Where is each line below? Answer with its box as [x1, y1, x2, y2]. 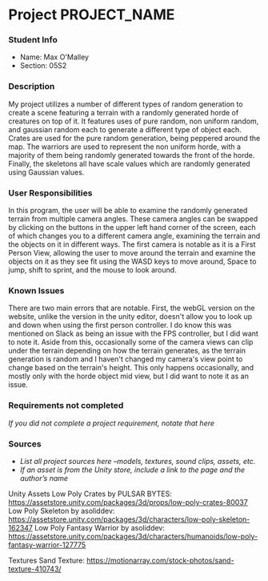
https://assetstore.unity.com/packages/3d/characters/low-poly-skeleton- [8, 514, 250, 524]
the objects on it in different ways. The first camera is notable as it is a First [8, 240, 256, 249]
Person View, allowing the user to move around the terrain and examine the [8, 248, 256, 258]
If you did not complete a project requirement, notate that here [8, 418, 214, 428]
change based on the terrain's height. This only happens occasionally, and [8, 363, 254, 373]
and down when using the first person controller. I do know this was [8, 321, 232, 330]
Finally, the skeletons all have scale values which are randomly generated [8, 159, 250, 168]
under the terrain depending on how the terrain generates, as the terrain [8, 346, 246, 356]
